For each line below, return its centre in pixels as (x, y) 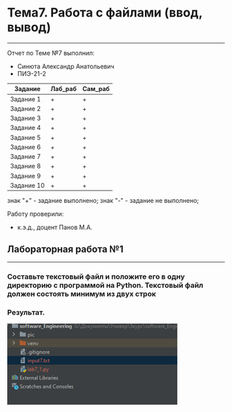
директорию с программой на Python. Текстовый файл (105, 286)
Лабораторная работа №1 (66, 249)
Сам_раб (96, 89)
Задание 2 (26, 108)
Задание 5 (26, 137)
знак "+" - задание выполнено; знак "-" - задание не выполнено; (103, 201)
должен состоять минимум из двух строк (82, 294)
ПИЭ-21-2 (31, 73)
